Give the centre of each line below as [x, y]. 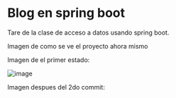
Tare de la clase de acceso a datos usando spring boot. [88, 32]
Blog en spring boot [66, 13]
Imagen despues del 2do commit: [56, 87]
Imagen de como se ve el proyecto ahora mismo [78, 46]
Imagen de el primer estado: [49, 60]
